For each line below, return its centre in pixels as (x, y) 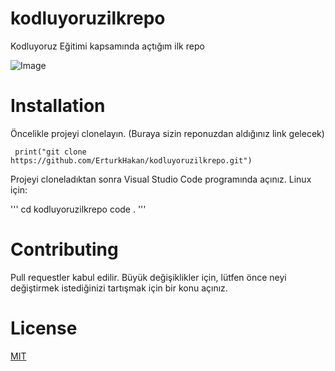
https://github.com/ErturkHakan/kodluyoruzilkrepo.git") (131, 160)
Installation (58, 106)
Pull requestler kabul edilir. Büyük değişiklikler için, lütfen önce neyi (148, 277)
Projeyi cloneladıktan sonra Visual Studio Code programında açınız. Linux (161, 179)
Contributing (64, 249)
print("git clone (50, 152)
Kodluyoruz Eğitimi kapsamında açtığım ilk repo (107, 46)
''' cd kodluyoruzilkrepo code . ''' (78, 209)
